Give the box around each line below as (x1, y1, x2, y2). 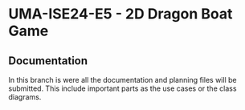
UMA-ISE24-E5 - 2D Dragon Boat (8, 5, 233, 23)
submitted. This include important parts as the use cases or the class (8, 84, 237, 93)
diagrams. (8, 92, 42, 101)
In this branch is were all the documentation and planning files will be (8, 75, 237, 84)
